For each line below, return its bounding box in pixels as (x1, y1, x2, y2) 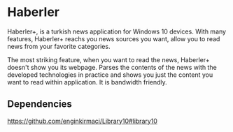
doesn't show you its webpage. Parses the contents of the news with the (7, 63, 217, 71)
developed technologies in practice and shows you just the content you (7, 71, 213, 79)
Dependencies (7, 98, 72, 110)
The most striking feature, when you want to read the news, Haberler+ (7, 55, 210, 64)
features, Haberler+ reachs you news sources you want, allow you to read (7, 34, 220, 43)
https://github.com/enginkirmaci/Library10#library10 (7, 117, 157, 125)
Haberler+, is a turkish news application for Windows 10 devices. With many (7, 27, 226, 36)
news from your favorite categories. (7, 42, 111, 50)
